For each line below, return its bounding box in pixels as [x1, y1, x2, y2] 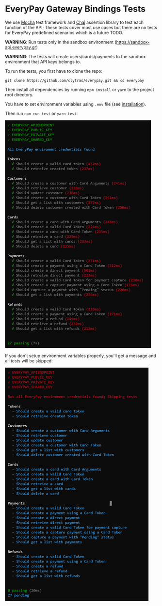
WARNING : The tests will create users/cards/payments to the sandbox [5, 53, 146, 59]
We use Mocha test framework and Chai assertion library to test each [5, 19, 144, 25]
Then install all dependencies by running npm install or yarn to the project [5, 86, 154, 93]
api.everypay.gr [5, 44, 36, 50]
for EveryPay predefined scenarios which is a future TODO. [5, 30, 124, 35]
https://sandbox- [116, 39, 150, 45]
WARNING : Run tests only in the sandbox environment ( [5, 39, 116, 45]
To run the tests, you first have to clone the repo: [5, 68, 103, 74]
